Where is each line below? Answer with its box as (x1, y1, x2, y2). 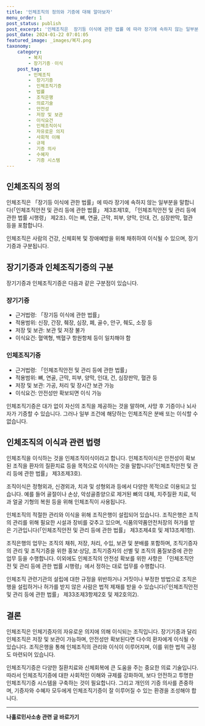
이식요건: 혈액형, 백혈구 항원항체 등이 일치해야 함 (15, 335, 131, 342)
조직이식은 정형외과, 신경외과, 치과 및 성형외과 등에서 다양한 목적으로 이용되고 (6, 483, 190, 490)
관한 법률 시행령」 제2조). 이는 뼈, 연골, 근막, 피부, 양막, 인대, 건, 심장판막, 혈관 (6, 214, 193, 221)
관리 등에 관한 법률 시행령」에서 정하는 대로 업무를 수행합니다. (19, 562, 167, 570)
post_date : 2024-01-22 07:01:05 (6, 32, 88, 38)
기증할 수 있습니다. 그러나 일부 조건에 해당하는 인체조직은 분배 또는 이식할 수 (17, 410, 198, 417)
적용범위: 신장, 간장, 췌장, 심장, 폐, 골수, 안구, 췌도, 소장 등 (15, 319, 153, 327)
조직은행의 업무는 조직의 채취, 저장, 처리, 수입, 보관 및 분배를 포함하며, (6, 540, 172, 547)
